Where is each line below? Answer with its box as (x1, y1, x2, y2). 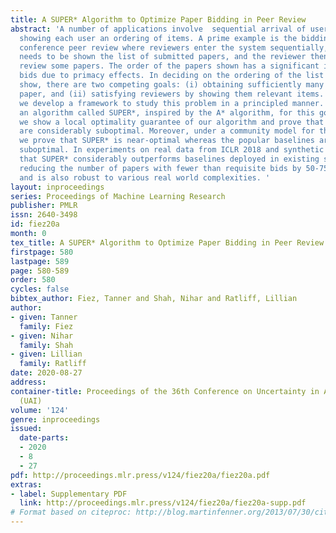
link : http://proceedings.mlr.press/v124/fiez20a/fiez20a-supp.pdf (19, 498, 307, 508)
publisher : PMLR (10, 201, 78, 211)
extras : (10, 479, 43, 490)
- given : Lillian (10, 349, 83, 360)
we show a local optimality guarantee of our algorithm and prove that (19, 117, 325, 127)
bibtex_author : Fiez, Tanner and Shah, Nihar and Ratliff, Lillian (10, 294, 298, 304)
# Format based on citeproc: (10, 507, 132, 518)
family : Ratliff (19, 359, 87, 369)
